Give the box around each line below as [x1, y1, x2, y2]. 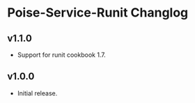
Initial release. [17, 88, 58, 97]
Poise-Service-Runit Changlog [7, 5, 189, 21]
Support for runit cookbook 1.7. [17, 50, 106, 59]
